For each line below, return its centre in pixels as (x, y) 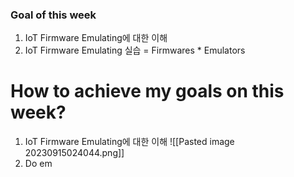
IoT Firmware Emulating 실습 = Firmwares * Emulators (135, 50)
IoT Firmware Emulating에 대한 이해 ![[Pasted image (129, 142)
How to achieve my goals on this (147, 91)
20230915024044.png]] (74, 153)
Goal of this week (53, 15)
